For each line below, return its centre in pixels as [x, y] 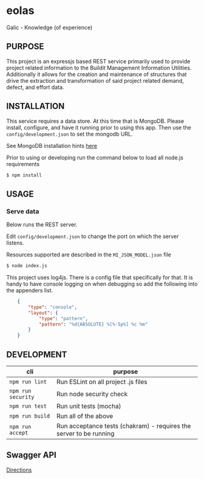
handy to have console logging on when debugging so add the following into [102, 284]
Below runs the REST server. [42, 225]
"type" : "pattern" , [63, 318]
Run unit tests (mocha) [89, 406]
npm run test [28, 406]
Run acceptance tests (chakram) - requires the [124, 425]
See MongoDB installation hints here [52, 145]
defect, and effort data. [35, 87]
